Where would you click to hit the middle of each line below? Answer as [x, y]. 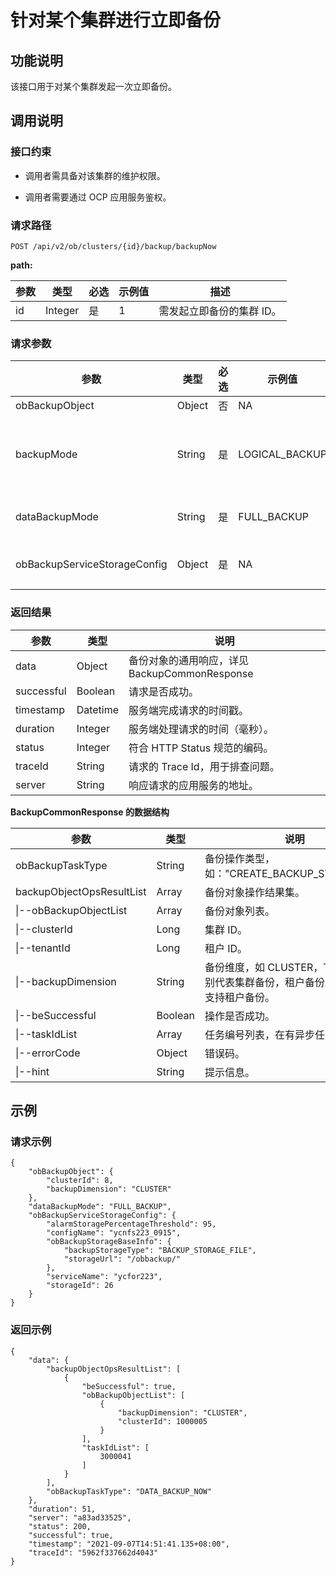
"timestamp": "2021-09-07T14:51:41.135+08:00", [129, 1544]
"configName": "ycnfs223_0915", [114, 1233]
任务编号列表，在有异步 [259, 1034]
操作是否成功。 [239, 1016]
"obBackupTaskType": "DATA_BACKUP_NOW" [129, 1491]
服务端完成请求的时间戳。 [189, 710]
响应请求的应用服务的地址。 [194, 785]
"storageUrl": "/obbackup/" [122, 1259]
